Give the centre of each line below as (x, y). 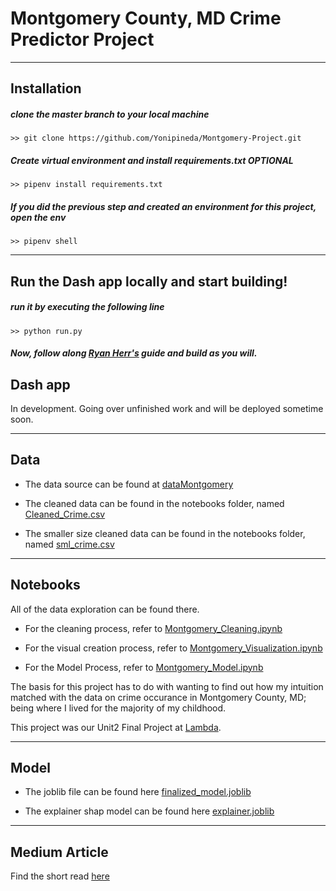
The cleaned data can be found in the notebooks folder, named (154, 503)
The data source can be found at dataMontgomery (129, 484)
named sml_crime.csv (69, 544)
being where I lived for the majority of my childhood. (118, 708)
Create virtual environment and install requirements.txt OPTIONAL (152, 160)
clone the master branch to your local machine (110, 114)
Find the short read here (60, 876)
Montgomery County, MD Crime (146, 18)
